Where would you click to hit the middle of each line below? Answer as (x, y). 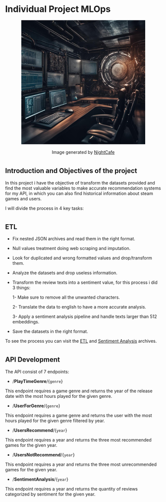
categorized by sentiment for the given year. (50, 494)
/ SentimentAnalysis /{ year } (40, 479)
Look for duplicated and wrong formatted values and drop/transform (82, 258)
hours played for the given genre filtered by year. (55, 421)
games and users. (24, 198)
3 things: (21, 288)
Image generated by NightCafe (83, 152)
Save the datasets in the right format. (50, 331)
